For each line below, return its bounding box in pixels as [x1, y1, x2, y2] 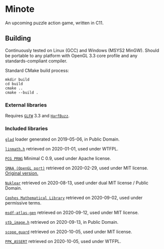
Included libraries [5, 125, 48, 132]
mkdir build [5, 77, 30, 82]
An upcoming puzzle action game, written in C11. [5, 20, 104, 26]
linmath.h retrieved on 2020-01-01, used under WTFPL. [5, 146, 119, 152]
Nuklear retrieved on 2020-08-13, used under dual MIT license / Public [5, 180, 149, 186]
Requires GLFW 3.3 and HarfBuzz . [5, 113, 70, 119]
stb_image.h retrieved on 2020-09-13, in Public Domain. [5, 219, 119, 225]
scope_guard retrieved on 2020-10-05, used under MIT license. [5, 229, 132, 235]
